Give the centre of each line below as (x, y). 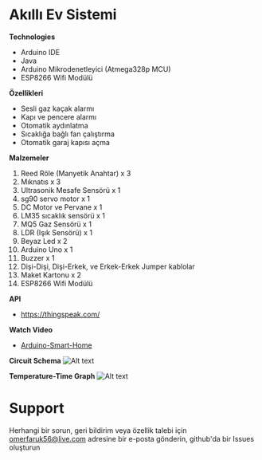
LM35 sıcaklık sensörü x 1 (63, 215)
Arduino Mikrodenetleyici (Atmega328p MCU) (96, 69)
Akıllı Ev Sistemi (63, 15)
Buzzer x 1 (37, 258)
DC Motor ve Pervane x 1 (61, 207)
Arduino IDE (40, 52)
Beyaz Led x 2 (44, 241)
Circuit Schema (35, 360)
